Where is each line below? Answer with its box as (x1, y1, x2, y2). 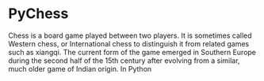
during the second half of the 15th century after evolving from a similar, (8, 56, 240, 65)
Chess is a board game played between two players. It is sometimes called (8, 31, 252, 40)
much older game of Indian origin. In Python (8, 64, 152, 73)
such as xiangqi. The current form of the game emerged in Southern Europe (8, 47, 256, 57)
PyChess (8, 5, 69, 23)
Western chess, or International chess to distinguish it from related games (8, 39, 250, 48)
